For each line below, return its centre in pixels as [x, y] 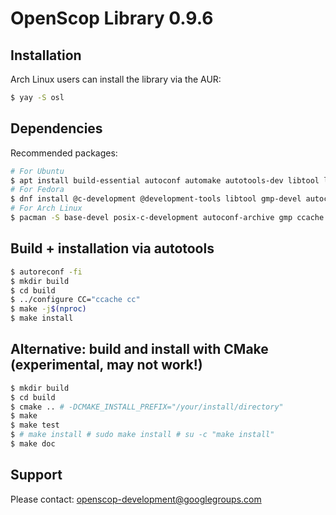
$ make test [35, 425]
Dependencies [56, 128]
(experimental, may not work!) [106, 365]
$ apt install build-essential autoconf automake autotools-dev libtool [165, 180]
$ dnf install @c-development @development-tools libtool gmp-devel [156, 199]
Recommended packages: [64, 153]
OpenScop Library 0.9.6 [112, 18]
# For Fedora [37, 190]
